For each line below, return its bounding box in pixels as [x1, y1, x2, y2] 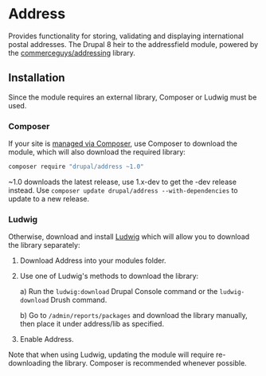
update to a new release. [8, 194, 90, 203]
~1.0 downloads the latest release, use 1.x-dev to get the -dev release [8, 177, 237, 186]
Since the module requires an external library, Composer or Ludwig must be [8, 92, 257, 102]
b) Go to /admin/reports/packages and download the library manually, [19, 311, 248, 320]
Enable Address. [19, 335, 74, 344]
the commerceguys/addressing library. [8, 48, 135, 57]
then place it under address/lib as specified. [19, 319, 165, 329]
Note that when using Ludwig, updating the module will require [8, 350, 215, 359]
